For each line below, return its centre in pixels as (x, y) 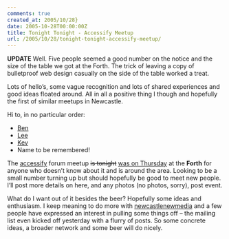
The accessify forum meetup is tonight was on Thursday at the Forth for (109, 163)
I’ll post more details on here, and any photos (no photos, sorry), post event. (115, 185)
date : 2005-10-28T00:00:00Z (47, 26)
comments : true (29, 13)
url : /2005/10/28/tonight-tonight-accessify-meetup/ (84, 39)
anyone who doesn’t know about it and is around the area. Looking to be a (112, 171)
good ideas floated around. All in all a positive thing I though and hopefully (112, 94)
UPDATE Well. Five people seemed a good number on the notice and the (110, 59)
